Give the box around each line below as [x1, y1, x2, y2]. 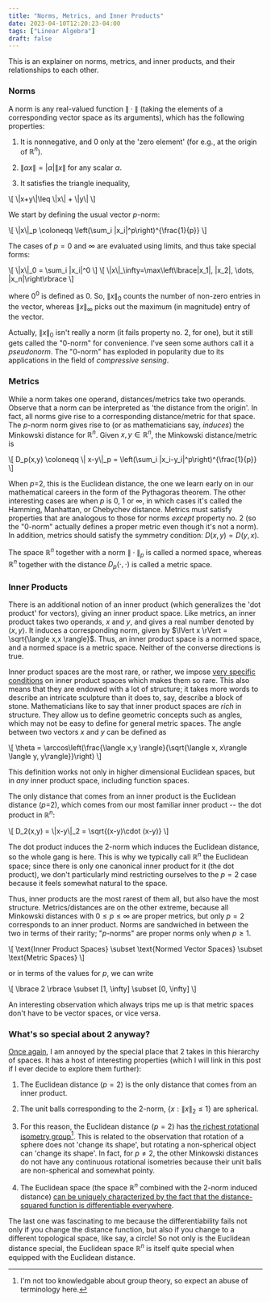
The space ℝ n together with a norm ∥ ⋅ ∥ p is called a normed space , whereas [8, 546, 262, 559]
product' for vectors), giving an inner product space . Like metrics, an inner [8, 609, 256, 618]
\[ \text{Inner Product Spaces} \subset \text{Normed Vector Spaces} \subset [8, 944, 263, 953]
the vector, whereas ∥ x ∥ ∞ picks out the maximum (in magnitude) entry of [8, 301, 251, 313]
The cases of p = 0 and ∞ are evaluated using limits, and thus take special [8, 241, 256, 251]
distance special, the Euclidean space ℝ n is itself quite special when [8, 1242, 235, 1253]
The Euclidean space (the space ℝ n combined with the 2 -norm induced [19, 1181, 258, 1193]
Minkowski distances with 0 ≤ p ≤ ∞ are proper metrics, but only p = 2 [8, 911, 244, 921]
